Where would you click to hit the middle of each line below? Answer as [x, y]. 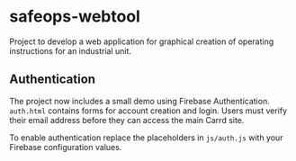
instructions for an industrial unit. [71, 50]
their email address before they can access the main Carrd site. [127, 120]
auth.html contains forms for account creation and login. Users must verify [148, 111]
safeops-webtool [75, 17]
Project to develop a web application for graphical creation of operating [142, 41]
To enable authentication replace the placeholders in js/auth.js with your [146, 138]
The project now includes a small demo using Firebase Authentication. [139, 101]
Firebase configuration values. [66, 147]
